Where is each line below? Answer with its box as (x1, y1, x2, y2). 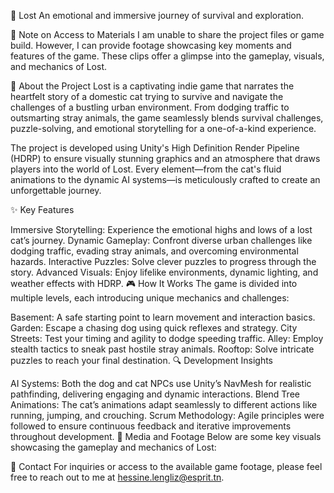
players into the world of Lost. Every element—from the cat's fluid (10, 163, 282, 175)
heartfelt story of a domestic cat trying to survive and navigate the (10, 91, 284, 102)
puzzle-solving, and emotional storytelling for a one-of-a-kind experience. (10, 123, 317, 134)
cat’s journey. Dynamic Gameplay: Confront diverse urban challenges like (10, 235, 313, 246)
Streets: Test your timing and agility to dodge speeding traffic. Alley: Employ (10, 333, 324, 344)
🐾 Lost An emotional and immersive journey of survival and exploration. (10, 10, 305, 21)
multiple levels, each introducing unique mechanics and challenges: (10, 292, 290, 304)
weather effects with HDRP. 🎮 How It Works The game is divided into (10, 278, 298, 289)
